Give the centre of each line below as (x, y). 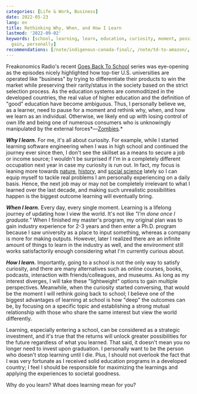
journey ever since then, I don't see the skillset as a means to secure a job (96, 152)
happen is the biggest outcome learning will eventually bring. (80, 196)
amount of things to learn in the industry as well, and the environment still (95, 244)
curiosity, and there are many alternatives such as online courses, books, (94, 269)
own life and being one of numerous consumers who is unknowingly (89, 122)
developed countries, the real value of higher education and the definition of (98, 97)
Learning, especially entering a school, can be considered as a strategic (93, 330)
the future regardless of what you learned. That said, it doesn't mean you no (98, 342)
